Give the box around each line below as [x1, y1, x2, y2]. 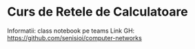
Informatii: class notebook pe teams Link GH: [7, 27, 135, 35]
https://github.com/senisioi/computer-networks [7, 33, 143, 42]
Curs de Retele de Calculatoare [7, 4, 188, 20]
